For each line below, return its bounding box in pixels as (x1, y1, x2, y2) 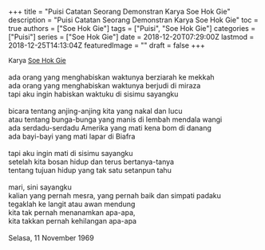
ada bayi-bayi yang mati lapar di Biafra (8, 131, 136, 141)
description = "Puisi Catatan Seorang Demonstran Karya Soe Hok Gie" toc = (8, 15, 259, 25)
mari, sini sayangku (8, 182, 72, 192)
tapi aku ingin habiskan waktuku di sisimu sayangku (8, 89, 179, 99)
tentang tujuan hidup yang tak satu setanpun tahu (8, 166, 172, 174)
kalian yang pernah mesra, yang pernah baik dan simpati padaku (8, 191, 222, 200)
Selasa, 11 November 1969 (8, 233, 94, 242)
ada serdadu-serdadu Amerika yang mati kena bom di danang (8, 123, 212, 132)
